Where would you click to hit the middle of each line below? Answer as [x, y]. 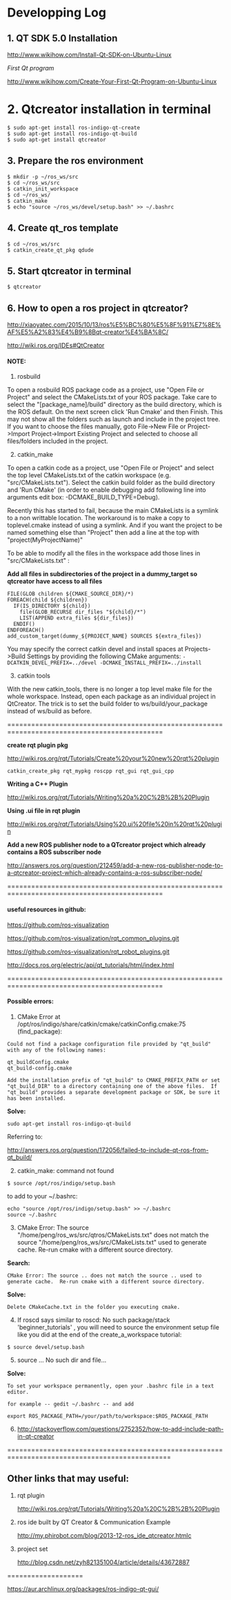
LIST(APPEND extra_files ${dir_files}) [77, 618]
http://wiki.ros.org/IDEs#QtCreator [56, 346]
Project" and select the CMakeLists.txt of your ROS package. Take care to [112, 397]
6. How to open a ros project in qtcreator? [98, 308]
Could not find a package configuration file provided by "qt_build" [109, 1044]
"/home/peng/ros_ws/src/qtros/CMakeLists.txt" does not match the [113, 1235]
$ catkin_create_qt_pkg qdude [51, 250]
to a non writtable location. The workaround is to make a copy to [99, 518]
